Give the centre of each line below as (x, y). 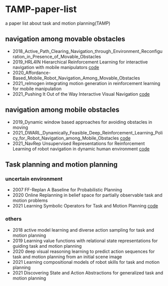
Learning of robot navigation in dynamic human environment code (81, 149)
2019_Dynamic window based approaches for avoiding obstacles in (82, 122)
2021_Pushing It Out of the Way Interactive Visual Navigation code (81, 94)
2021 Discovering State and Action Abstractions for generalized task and (88, 272)
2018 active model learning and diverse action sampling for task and (83, 230)
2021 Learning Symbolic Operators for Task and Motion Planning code (85, 206)
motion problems (30, 200)
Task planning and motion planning (61, 164)
